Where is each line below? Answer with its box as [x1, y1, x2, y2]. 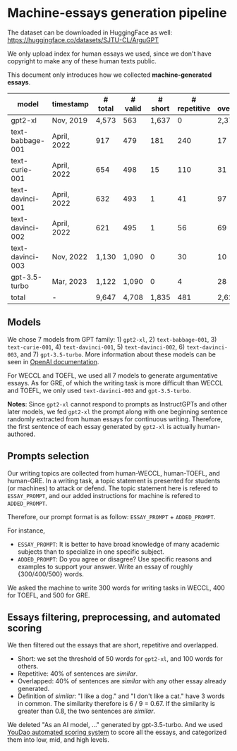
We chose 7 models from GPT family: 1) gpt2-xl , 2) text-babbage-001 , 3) [7, 335, 217, 343]
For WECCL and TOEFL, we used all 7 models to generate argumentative [7, 371, 218, 380]
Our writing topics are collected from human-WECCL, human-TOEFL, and [7, 468, 220, 477]
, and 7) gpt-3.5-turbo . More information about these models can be [16, 350, 217, 359]
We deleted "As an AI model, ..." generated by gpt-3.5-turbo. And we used [7, 721, 224, 729]
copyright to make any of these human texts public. [7, 56, 157, 65]
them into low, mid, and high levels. [7, 736, 109, 744]
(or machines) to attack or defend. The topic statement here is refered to [7, 484, 219, 492]
